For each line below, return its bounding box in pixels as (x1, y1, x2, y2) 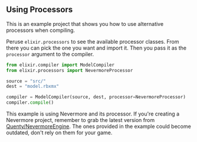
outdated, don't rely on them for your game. (6, 129, 113, 136)
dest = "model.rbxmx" (6, 84, 60, 90)
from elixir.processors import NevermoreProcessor (6, 67, 133, 73)
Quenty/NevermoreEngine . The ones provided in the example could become (6, 123, 192, 130)
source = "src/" (6, 78, 46, 84)
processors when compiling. (6, 27, 75, 34)
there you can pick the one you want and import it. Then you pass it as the (6, 44, 187, 51)
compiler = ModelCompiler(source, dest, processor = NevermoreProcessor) (6, 94, 186, 100)
